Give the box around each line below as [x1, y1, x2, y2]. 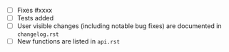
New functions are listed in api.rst [16, 37, 121, 46]
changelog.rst [16, 31, 59, 38]
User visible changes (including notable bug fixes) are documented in [16, 22, 222, 30]
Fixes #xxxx [16, 6, 53, 14]
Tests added [16, 14, 54, 22]
